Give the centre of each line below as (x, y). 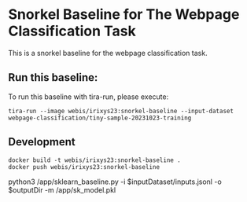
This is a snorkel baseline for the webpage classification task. (108, 53)
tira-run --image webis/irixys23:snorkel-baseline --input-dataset (121, 111)
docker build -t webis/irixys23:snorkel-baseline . (94, 160)
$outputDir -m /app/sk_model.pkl (62, 189)
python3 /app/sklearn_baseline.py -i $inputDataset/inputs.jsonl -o (115, 182)
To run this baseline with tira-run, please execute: (88, 97)
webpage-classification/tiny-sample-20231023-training (100, 118)
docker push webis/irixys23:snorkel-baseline (84, 167)
